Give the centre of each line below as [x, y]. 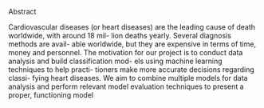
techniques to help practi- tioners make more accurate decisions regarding [132, 70]
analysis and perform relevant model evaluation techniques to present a [126, 86]
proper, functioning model [51, 95]
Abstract [22, 12]
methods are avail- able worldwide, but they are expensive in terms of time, [132, 44]
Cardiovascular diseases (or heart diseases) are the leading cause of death [132, 27]
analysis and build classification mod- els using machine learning [115, 61]
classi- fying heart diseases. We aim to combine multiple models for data [128, 78]
